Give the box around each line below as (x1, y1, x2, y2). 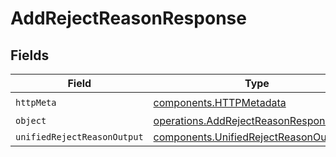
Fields (10, 47, 50, 64)
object (15, 115, 47, 126)
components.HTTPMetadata (153, 95, 287, 109)
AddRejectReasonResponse (10, 7, 247, 30)
